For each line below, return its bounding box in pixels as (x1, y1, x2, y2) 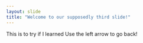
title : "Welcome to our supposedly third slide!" (6, 14, 131, 20)
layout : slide (6, 8, 41, 15)
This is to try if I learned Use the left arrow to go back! (6, 30, 138, 37)
